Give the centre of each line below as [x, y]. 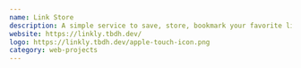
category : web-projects [54, 50]
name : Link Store [42, 17]
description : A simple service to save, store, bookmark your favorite [146, 26]
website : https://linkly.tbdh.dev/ [76, 34]
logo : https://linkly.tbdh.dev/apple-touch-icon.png [110, 42]
